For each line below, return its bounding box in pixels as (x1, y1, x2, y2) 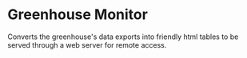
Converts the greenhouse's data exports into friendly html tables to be (7, 32, 239, 41)
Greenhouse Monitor (7, 6, 149, 24)
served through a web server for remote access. (7, 40, 167, 49)
